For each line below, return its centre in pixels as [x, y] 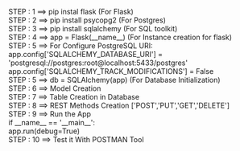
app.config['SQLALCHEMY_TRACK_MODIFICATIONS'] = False [111, 71]
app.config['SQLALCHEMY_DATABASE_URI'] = [86, 54]
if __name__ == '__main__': [52, 122]
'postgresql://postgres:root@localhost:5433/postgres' [98, 63]
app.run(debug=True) [44, 131]
